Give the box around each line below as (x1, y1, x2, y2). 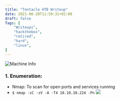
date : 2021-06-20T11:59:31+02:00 (5, 12, 73, 16)
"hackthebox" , (14, 29, 42, 34)
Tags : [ (5, 20, 21, 26)
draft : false (5, 16, 31, 21)
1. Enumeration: (5, 73, 43, 80)
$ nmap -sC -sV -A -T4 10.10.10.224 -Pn (12, 90, 95, 95)
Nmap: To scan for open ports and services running (12, 84, 115, 89)
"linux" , (14, 43, 31, 48)
